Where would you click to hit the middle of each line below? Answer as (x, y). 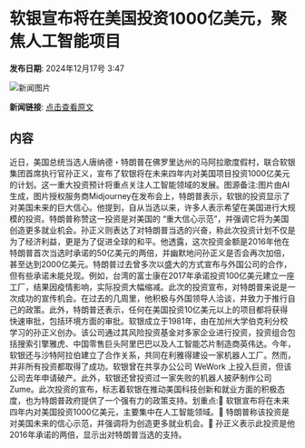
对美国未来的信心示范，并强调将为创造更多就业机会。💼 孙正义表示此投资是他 (152, 423)
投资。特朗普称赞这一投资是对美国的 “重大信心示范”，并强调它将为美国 (157, 218)
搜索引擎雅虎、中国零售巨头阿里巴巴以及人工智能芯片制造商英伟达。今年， (156, 343)
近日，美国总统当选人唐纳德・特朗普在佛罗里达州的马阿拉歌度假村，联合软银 (152, 162)
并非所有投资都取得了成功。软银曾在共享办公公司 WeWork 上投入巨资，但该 (151, 366)
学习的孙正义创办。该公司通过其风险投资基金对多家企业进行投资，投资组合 (148, 332)
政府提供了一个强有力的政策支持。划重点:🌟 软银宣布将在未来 (177, 400)
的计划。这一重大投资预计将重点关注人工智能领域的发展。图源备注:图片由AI (150, 184)
